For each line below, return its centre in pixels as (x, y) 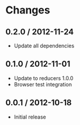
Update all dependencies (44, 46)
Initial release (30, 117)
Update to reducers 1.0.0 (44, 78)
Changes (28, 10)
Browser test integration (43, 84)
